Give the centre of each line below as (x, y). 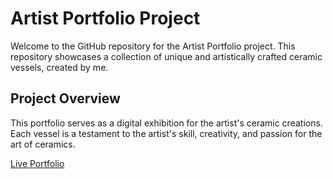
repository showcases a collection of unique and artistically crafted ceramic (166, 56)
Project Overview (65, 98)
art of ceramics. (43, 144)
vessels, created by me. (59, 67)
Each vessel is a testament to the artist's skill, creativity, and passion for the (166, 133)
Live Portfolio (37, 163)
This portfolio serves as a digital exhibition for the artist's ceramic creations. (166, 123)
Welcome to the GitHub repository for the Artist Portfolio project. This (153, 46)
